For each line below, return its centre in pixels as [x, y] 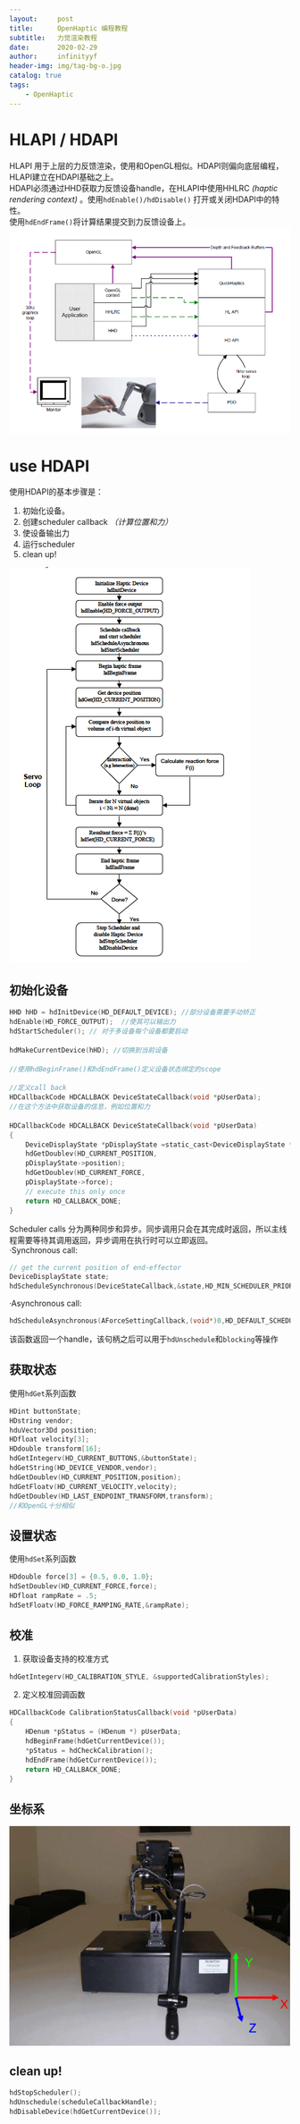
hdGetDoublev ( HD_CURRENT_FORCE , [85, 1173]
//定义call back [38, 1088]
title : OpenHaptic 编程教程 [69, 28]
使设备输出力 [46, 533]
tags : [19, 85]
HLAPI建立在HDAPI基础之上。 [64, 177]
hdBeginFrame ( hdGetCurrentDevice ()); [96, 1741]
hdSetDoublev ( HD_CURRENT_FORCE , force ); [83, 1587]
